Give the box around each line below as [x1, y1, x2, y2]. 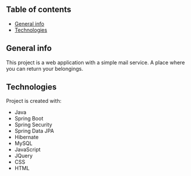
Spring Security [14, 121, 53, 128]
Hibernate [14, 134, 39, 141]
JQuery [14, 152, 33, 160]
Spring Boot [14, 115, 44, 122]
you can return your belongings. [6, 65, 84, 72]
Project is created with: [6, 98, 62, 105]
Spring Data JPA [14, 127, 54, 134]
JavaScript [14, 146, 41, 153]
